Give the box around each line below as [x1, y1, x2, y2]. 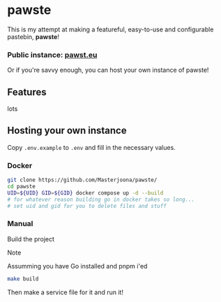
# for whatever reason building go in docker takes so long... [7, 196, 195, 203]
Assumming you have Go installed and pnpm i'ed [7, 262, 148, 270]
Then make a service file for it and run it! [7, 288, 124, 296]
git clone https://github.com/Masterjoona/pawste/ [7, 176, 158, 183]
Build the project [7, 234, 54, 243]
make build [7, 275, 39, 282]
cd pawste [7, 183, 36, 190]
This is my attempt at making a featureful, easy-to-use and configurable [7, 25, 214, 33]
